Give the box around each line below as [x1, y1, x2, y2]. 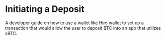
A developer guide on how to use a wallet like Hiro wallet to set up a [5, 20, 144, 26]
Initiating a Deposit [5, 3, 84, 15]
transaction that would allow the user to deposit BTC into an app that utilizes [5, 25, 161, 31]
